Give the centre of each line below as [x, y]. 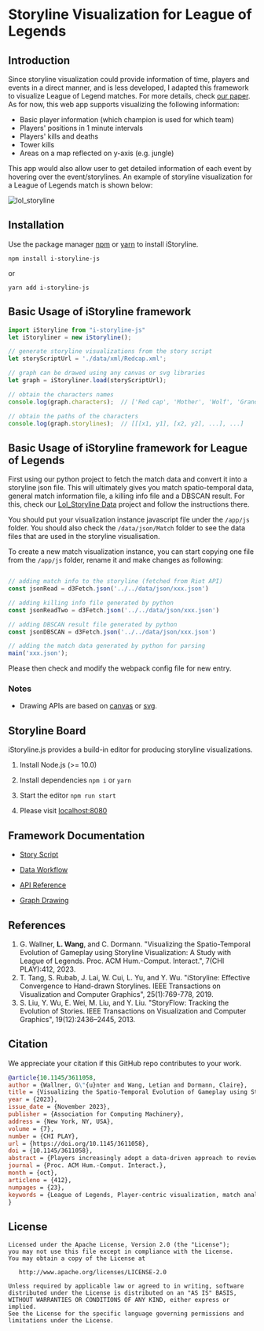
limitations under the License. [61, 1321]
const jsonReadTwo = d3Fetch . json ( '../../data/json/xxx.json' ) [114, 610]
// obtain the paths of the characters [73, 416]
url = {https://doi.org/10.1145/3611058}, [79, 1143]
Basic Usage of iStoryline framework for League [128, 448]
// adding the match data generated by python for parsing [107, 646]
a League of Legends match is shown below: [81, 185]
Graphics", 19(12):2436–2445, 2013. [77, 1019]
